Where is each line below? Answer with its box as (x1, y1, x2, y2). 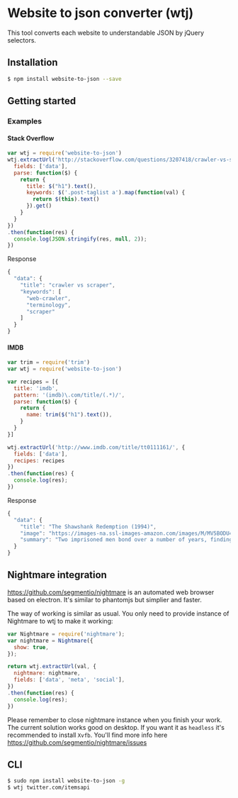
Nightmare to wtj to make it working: (7, 616, 113, 625)
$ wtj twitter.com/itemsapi (7, 784, 91, 792)
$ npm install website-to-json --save (7, 75, 122, 82)
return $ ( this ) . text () (33, 196, 100, 203)
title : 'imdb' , (13, 384, 59, 392)
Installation (7, 57, 58, 69)
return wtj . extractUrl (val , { (7, 663, 97, 670)
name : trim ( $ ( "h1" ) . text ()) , (25, 411, 113, 419)
